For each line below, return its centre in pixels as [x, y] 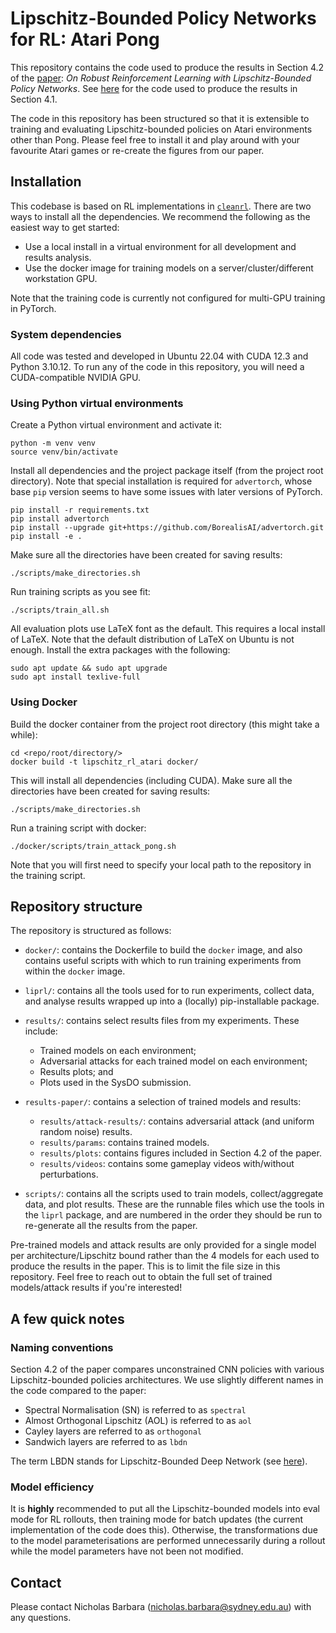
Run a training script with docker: [78, 828]
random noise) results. [86, 1132]
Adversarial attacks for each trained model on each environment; [173, 1061]
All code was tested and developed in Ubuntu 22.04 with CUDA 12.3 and [159, 356]
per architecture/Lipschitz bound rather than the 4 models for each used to [165, 1256]
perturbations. [69, 1174]
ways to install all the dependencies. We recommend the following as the [160, 216]
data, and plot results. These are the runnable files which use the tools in [174, 1204]
